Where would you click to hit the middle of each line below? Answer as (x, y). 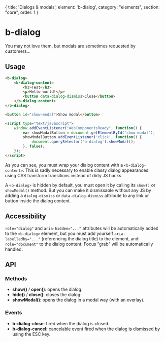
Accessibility (26, 216)
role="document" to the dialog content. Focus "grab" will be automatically (79, 244)
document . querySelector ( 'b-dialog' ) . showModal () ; (83, 142)
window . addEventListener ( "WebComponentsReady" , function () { (78, 128)
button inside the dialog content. (38, 201)
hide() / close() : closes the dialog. (47, 295)
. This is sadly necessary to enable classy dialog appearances (86, 170)
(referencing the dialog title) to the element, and (90, 238)
